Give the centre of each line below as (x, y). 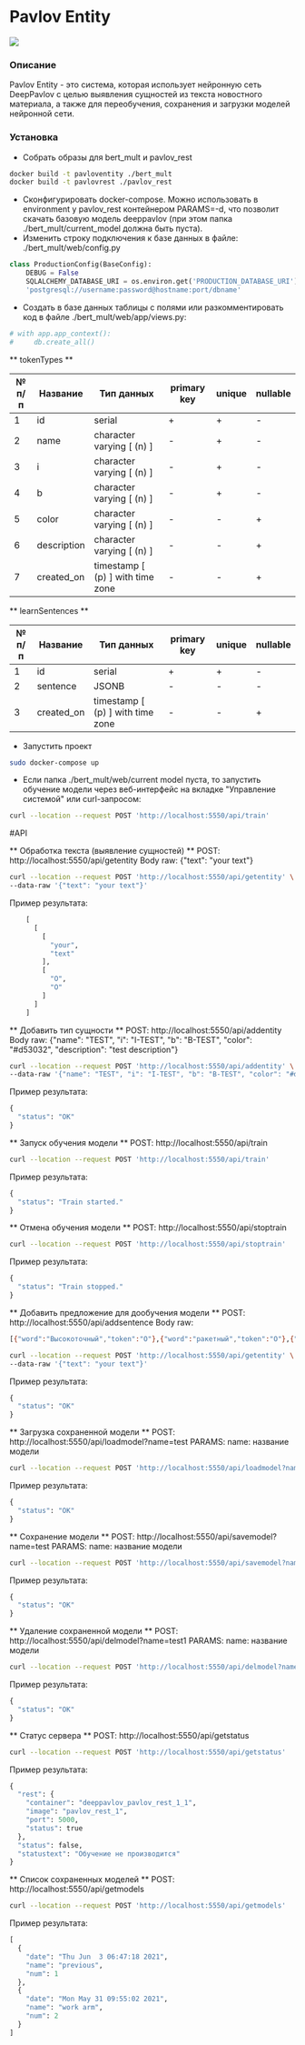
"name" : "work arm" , (64, 2008)
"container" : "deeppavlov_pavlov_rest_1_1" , (111, 1803)
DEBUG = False (52, 273)
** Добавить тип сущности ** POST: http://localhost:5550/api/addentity (146, 1030)
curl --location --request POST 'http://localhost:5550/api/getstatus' (148, 1752)
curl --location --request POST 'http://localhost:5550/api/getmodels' (148, 1906)
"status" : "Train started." (71, 1202)
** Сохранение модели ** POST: (72, 1536)
